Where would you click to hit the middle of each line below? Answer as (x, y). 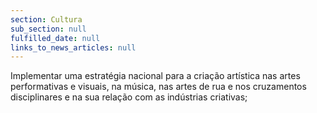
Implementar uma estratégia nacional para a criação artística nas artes (155, 76)
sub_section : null (48, 29)
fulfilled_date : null (55, 38)
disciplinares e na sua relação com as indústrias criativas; (129, 97)
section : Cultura (46, 19)
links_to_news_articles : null (73, 47)
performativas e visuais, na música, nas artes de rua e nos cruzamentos (158, 87)
